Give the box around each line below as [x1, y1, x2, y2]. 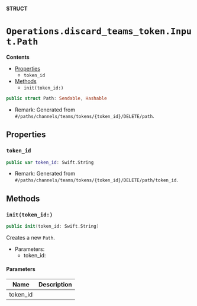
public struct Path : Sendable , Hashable [6, 95, 108, 101]
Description [38, 280, 72, 289]
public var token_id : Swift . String [6, 160, 94, 165]
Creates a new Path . [6, 234, 55, 241]
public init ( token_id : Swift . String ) [6, 224, 99, 230]
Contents [6, 53, 30, 60]
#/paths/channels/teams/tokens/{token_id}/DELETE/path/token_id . [14, 176, 179, 183]
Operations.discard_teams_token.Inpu [6, 26, 192, 37]
